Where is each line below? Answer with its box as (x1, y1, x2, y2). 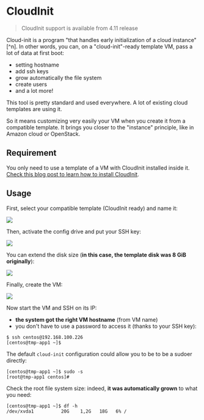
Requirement (6, 148, 57, 158)
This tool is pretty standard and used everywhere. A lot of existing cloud (6, 99, 188, 106)
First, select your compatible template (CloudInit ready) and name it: (6, 205, 178, 212)
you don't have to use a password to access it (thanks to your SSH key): (15, 322, 197, 330)
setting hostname (15, 61, 59, 68)
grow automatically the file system (15, 74, 102, 81)
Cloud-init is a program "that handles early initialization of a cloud (6, 36, 172, 43)
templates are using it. (6, 105, 62, 112)
